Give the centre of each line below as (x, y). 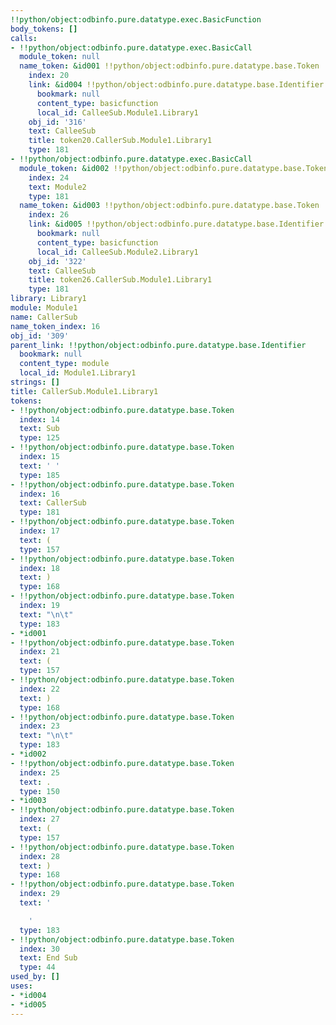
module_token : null (60, 57)
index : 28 (39, 856)
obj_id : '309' (40, 336)
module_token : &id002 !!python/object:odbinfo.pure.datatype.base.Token (174, 168)
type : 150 (39, 791)
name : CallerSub (44, 317)
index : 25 (39, 772)
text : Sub (39, 429)
